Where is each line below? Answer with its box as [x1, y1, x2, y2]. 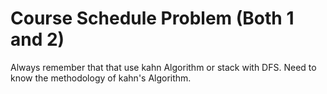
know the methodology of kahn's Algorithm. [10, 72, 192, 84]
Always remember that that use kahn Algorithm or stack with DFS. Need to [10, 61, 317, 73]
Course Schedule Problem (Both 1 [10, 7, 295, 30]
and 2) [10, 28, 65, 51]
